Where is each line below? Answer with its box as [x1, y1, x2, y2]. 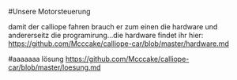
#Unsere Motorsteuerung [8, 7, 91, 16]
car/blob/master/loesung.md [8, 63, 101, 72]
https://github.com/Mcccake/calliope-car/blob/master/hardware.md [8, 39, 229, 48]
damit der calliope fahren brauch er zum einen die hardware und [8, 22, 218, 31]
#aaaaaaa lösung [8, 55, 65, 63]
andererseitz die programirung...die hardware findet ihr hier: [8, 31, 204, 40]
